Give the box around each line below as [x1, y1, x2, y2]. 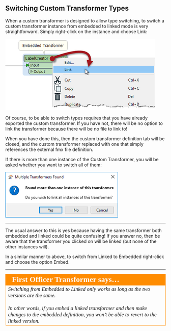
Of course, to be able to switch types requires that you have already [5, 115, 148, 121]
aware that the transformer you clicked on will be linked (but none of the [5, 238, 157, 244]
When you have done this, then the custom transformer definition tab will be [5, 135, 165, 142]
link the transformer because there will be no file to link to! [5, 125, 128, 132]
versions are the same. [8, 292, 56, 299]
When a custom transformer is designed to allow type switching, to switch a [5, 17, 164, 23]
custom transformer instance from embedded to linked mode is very [5, 23, 149, 29]
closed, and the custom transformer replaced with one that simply [5, 141, 144, 147]
